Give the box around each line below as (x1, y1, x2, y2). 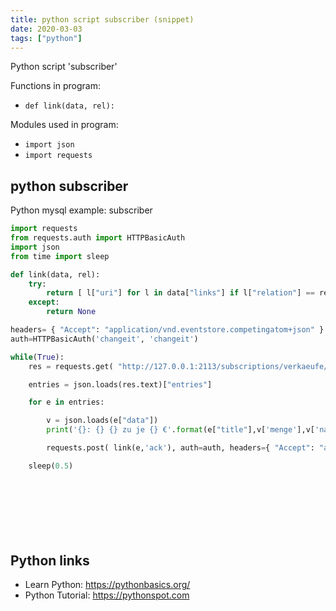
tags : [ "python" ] (10, 33, 83, 43)
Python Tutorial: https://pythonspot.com (24, 589, 190, 601)
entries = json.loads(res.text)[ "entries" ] (28, 379, 213, 390)
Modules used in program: (10, 119, 119, 131)
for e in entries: (28, 397, 105, 408)
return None (46, 307, 97, 317)
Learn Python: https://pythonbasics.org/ (24, 579, 191, 591)
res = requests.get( (28, 361, 114, 371)
